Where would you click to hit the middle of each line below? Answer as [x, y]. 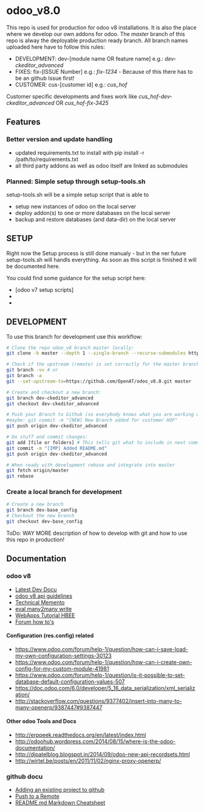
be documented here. [33, 266]
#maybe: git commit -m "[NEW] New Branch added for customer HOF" [92, 420]
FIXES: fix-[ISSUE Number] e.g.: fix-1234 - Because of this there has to [104, 71]
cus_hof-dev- [156, 96]
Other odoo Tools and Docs [42, 721]
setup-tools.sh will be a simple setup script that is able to [78, 194]
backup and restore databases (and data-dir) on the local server [95, 219]
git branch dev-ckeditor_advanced [50, 398]
